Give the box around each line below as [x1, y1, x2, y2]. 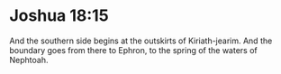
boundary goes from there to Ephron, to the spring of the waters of [9, 44, 258, 55]
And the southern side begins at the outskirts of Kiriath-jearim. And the [9, 35, 273, 46]
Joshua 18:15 [9, 5, 110, 26]
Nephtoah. [9, 54, 49, 65]
